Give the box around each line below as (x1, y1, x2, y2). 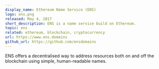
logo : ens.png (5, 12, 35, 17)
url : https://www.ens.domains (5, 35, 68, 40)
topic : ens (5, 26, 28, 31)
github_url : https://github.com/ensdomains (5, 39, 97, 44)
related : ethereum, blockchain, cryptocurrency (5, 30, 106, 35)
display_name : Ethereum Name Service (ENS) (5, 7, 97, 12)
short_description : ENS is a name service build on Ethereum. (5, 21, 136, 26)
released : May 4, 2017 (5, 16, 52, 21)
